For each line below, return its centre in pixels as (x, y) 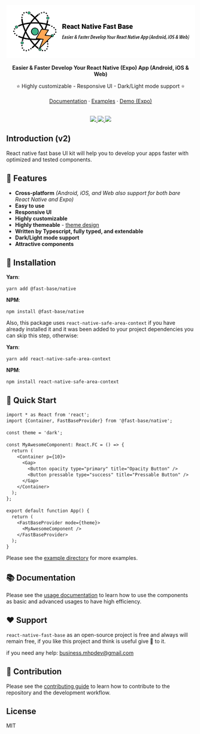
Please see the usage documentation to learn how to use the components (97, 595)
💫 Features (27, 179)
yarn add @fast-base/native (41, 289)
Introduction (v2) (39, 139)
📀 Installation (31, 263)
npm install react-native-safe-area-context (63, 382)
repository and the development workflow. (58, 693)
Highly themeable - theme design (57, 224)
